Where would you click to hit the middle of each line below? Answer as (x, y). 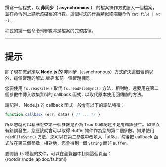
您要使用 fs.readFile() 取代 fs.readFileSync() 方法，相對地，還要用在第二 (82, 88)
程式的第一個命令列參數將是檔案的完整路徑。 (51, 31)
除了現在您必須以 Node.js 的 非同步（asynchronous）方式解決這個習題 (77, 72)
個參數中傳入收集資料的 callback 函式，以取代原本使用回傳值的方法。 (75, 94)
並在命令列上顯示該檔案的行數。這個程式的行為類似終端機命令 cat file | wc (83, 14)
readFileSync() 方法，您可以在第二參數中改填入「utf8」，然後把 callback (79, 137)
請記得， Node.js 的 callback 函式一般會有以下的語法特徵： (65, 105)
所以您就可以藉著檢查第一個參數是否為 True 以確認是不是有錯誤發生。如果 (80, 124)
